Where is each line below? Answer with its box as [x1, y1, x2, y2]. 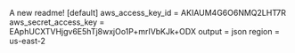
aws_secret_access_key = [9, 17, 105, 27]
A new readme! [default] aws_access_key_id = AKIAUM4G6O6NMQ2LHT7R [9, 8, 287, 18]
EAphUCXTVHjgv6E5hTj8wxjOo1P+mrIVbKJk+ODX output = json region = [9, 26, 281, 36]
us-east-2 [9, 35, 46, 46]
